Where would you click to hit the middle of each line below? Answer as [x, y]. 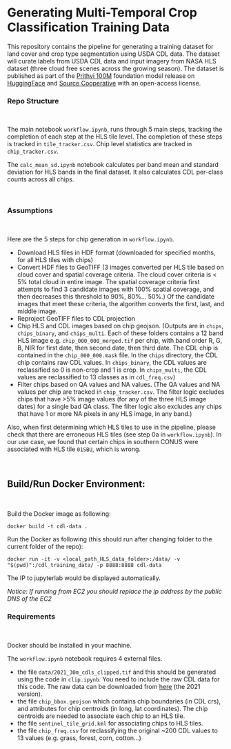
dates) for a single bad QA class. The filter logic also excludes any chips [119, 406]
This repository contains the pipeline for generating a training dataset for [110, 46]
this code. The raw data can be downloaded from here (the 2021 [109, 686]
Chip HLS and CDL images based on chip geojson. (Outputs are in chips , [120, 326]
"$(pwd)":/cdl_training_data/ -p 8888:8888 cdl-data [84, 566]
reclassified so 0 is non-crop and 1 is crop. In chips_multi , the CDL [112, 370]
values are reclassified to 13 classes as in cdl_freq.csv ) [96, 377]
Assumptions [30, 210]
